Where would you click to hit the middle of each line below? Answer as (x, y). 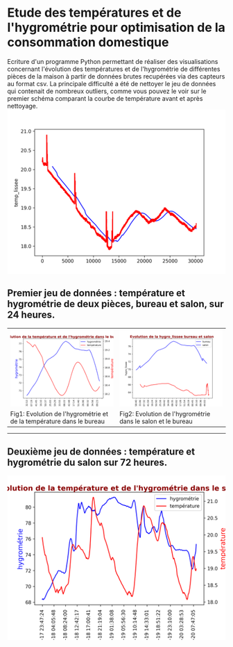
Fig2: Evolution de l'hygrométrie (165, 414)
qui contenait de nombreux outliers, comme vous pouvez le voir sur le (107, 91)
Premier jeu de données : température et (96, 293)
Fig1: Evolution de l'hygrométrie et (59, 414)
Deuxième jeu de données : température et (101, 452)
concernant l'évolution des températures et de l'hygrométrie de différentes (114, 69)
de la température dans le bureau (58, 421)
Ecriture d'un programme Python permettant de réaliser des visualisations (113, 61)
